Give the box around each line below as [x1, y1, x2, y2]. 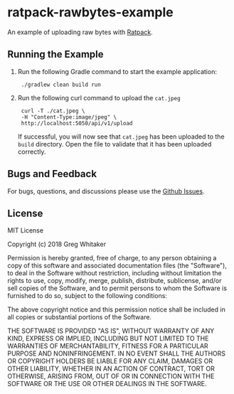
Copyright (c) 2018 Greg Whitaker [7, 240, 107, 249]
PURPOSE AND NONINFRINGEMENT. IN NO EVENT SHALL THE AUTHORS [7, 349, 226, 358]
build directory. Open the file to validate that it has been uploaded [17, 139, 212, 148]
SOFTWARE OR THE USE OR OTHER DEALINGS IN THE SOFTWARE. [7, 380, 207, 388]
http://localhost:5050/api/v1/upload [21, 119, 133, 127]
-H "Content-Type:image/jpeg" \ [21, 113, 117, 121]
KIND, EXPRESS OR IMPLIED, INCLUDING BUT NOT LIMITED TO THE [7, 334, 209, 343]
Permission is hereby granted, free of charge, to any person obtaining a [7, 254, 217, 262]
